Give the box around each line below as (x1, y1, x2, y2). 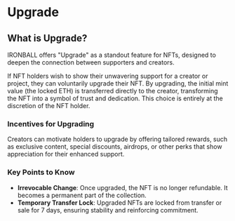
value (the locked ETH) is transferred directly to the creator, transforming (7, 87, 219, 95)
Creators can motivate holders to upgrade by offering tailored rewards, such (7, 135, 228, 144)
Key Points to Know (7, 168, 75, 178)
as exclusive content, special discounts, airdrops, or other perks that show (7, 142, 222, 151)
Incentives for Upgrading (7, 119, 95, 128)
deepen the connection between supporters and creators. (7, 58, 175, 67)
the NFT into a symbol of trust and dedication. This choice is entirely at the (7, 94, 223, 102)
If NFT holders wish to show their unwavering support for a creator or (7, 72, 208, 80)
